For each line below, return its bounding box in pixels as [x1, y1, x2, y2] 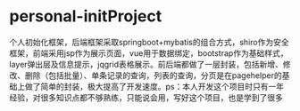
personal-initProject [9, 6, 162, 27]
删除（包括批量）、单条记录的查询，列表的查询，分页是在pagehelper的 [24, 69, 283, 81]
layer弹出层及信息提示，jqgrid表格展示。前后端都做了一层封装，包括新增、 [9, 59, 283, 69]
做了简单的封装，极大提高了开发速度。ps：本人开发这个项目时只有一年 [24, 81, 284, 91]
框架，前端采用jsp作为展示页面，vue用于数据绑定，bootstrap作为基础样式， [9, 47, 288, 59]
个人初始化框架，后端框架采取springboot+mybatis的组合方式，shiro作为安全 [9, 36, 289, 47]
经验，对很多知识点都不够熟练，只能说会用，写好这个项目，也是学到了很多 [9, 91, 283, 103]
